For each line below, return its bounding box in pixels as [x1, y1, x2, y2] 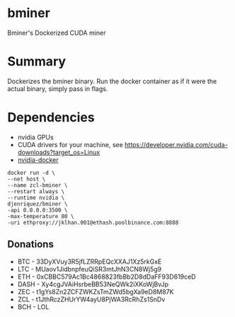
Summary [7, 53, 66, 70]
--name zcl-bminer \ [7, 181, 69, 189]
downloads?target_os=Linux [17, 148, 101, 156]
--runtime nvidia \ [7, 194, 65, 201]
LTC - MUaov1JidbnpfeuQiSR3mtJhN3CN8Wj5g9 [17, 264, 161, 273]
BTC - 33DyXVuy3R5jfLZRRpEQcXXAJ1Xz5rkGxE [17, 257, 162, 266]
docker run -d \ [7, 169, 55, 176]
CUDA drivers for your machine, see [17, 140, 124, 149]
